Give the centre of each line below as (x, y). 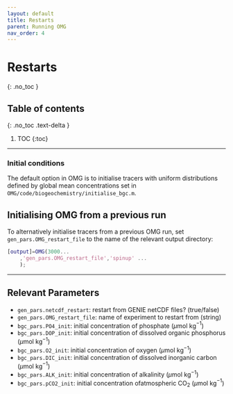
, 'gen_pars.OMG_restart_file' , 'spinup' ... (84, 258)
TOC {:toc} (33, 139)
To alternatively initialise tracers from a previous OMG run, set (96, 232)
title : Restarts (31, 20)
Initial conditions (36, 163)
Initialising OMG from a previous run (87, 215)
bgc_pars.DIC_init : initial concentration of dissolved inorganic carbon (117, 357)
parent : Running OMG (37, 26)
